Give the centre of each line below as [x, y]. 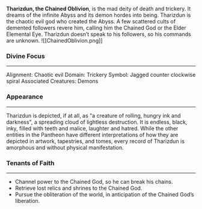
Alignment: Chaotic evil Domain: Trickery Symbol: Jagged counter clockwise [101, 75]
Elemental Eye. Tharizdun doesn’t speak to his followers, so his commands [99, 34]
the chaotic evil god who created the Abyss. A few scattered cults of [91, 21]
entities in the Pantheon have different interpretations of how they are [92, 135]
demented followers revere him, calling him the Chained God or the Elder [96, 28]
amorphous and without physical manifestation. [65, 147]
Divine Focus [26, 56]
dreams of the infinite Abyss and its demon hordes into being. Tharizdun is [99, 15]
